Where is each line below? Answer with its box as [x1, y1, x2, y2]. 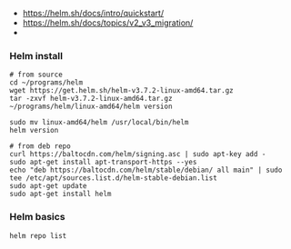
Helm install [9, 49, 64, 62]
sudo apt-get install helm [9, 190, 112, 199]
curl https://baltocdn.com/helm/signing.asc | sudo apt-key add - [9, 150, 266, 159]
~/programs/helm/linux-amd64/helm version [9, 102, 173, 112]
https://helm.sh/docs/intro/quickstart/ [22, 8, 165, 18]
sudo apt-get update [9, 182, 88, 191]
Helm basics [9, 211, 65, 224]
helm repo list [9, 231, 67, 240]
